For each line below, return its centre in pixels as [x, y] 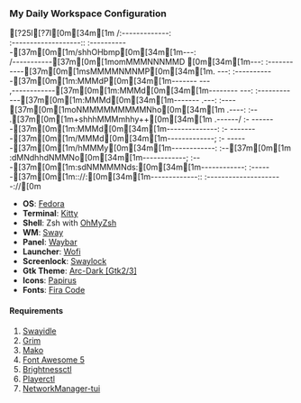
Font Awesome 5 [54, 360]
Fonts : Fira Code [54, 290]
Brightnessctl [47, 369]
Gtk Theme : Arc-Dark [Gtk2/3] [79, 271]
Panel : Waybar [50, 243]
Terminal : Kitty [50, 214]
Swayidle [39, 331]
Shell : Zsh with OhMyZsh [69, 223]
